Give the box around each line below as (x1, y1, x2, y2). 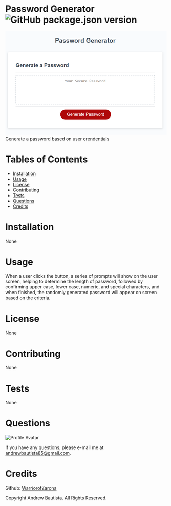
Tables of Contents (5, 153, 88, 165)
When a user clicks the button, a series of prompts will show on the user (5, 273, 158, 279)
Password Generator (5, 3, 95, 15)
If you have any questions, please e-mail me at (5, 444, 104, 451)
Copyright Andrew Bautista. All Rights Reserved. (5, 495, 107, 501)
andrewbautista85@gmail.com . (5, 450, 71, 456)
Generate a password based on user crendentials (5, 135, 110, 142)
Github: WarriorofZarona (5, 485, 57, 491)
